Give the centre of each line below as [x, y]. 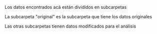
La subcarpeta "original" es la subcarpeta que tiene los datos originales [78, 17]
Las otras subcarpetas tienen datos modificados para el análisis [70, 26]
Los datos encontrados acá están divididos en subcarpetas [66, 7]
